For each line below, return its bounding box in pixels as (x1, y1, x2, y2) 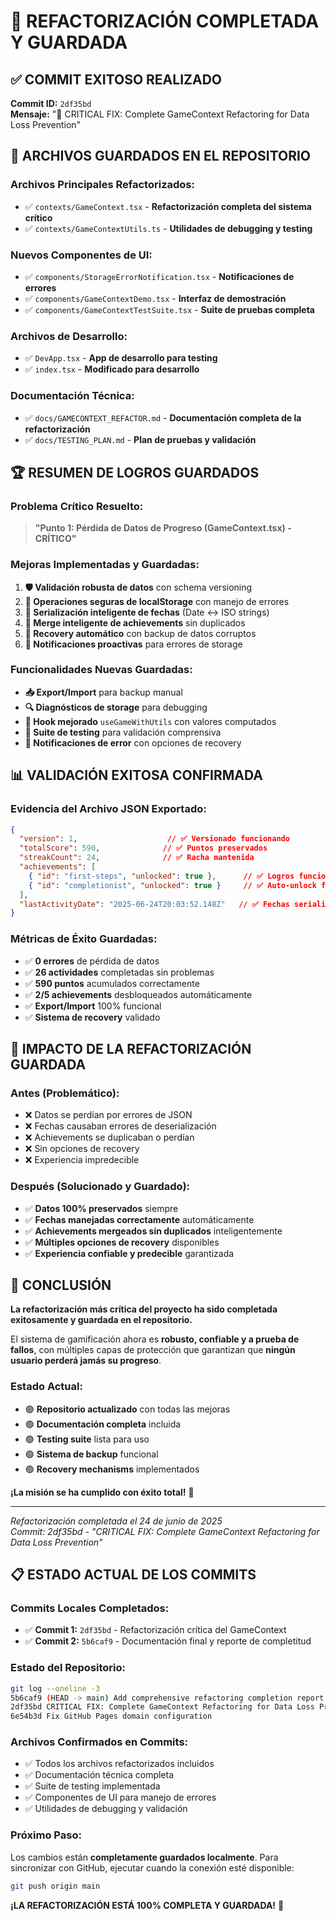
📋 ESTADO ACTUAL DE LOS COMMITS (10, 1566, 257, 1584)
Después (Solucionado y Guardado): (10, 1180, 191, 1194)
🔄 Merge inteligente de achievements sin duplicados (24, 616, 246, 629)
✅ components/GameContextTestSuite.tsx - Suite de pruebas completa (24, 303, 315, 315)
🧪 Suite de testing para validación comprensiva (24, 726, 222, 738)
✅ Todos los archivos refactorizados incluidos (24, 1758, 215, 1770)
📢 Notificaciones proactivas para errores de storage (24, 638, 243, 650)
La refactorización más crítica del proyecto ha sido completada (10, 1303, 278, 1315)
